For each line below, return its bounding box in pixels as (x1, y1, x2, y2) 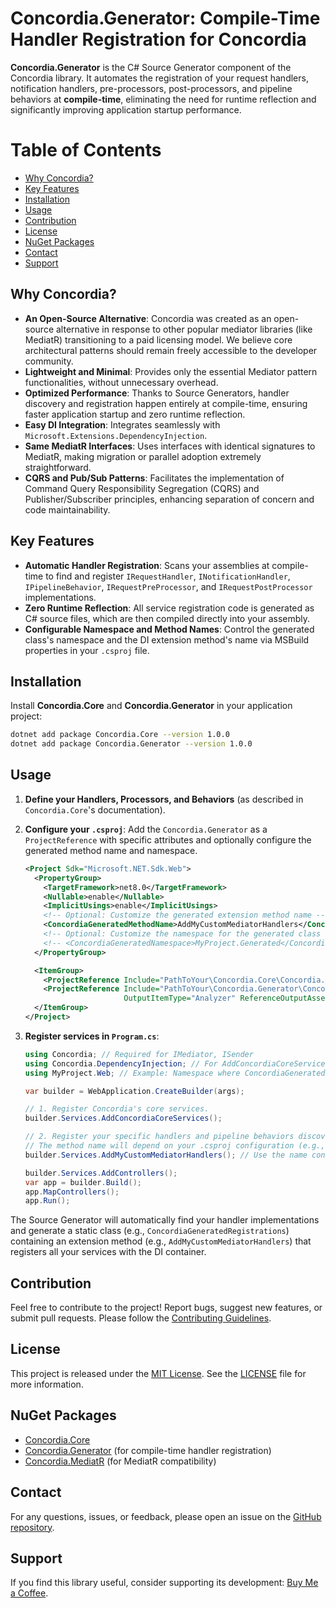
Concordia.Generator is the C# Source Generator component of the (10, 61, 292, 73)
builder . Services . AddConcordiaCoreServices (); (24, 1113, 223, 1124)
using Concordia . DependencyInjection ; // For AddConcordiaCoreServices (24, 1058, 330, 1069)
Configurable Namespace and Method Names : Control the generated (24, 623, 315, 635)
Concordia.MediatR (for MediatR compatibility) (24, 1455, 217, 1467)
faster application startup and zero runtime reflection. (24, 408, 246, 420)
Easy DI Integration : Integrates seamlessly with (24, 418, 221, 431)
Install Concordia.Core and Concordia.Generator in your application (10, 700, 293, 712)
